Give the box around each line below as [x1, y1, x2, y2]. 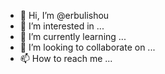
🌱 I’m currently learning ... [19, 31, 127, 42]
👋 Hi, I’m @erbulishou [19, 10, 110, 21]
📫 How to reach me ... [19, 53, 113, 64]
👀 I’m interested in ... [19, 20, 105, 32]
